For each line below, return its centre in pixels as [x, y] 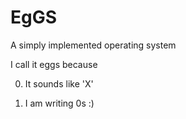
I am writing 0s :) [59, 103]
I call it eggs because [54, 64]
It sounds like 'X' [59, 83]
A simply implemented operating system [93, 45]
